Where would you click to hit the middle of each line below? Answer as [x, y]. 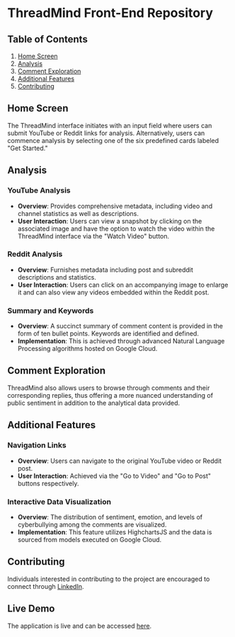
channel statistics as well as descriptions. [78, 213]
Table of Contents [48, 39]
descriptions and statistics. [57, 277]
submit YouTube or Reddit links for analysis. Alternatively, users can [106, 133]
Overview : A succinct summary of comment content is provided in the [120, 326]
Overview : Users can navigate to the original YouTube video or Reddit [119, 461]
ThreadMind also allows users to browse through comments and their [109, 388]
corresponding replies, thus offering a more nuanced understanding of [110, 395]
